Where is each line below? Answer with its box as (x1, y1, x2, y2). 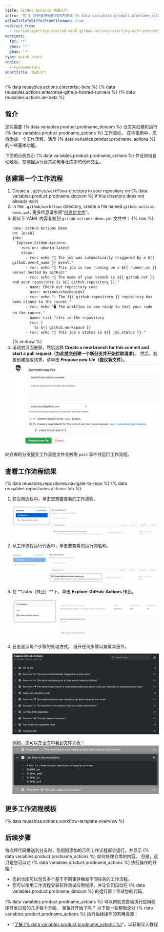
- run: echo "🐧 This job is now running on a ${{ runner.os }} (25, 265, 157, 270)
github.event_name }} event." (12, 260, 74, 265)
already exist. (12, 198, 40, 204)
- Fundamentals (9, 65, 41, 70)
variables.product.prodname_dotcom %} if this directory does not (12, 193, 144, 199)
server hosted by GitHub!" (12, 270, 67, 275)
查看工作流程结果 (5, 467, 57, 476)
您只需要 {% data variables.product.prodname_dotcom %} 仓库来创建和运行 (5, 124, 158, 129)
